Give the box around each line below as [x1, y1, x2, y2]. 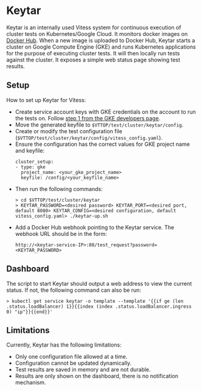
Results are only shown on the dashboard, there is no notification [15, 372, 178, 380]
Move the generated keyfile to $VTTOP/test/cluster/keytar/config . [15, 121, 184, 128]
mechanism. [15, 379, 46, 386]
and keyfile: [15, 147, 44, 154]
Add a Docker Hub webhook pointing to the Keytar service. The [15, 223, 175, 231]
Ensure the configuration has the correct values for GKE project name [15, 140, 190, 148]
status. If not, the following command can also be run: [6, 286, 142, 294]
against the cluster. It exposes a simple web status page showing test [6, 56, 181, 63]
